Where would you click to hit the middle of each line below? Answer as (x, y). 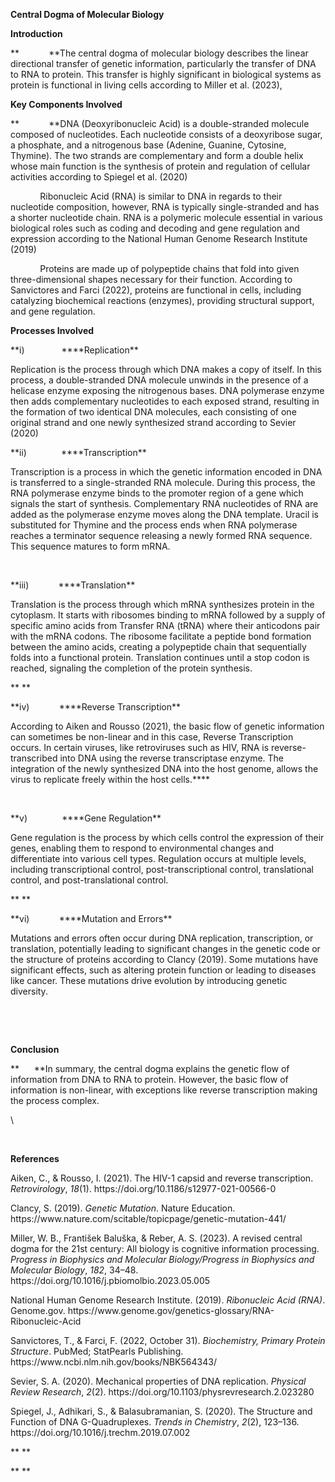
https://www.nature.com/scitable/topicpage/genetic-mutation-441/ (148, 1218)
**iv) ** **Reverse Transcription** (96, 707)
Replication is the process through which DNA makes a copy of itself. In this (166, 369)
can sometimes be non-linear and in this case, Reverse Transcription (152, 737)
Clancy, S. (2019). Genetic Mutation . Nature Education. (123, 1208)
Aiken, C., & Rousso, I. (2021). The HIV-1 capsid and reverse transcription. (162, 1178)
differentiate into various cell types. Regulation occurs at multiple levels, (158, 858)
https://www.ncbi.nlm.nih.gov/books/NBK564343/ (113, 1362)
